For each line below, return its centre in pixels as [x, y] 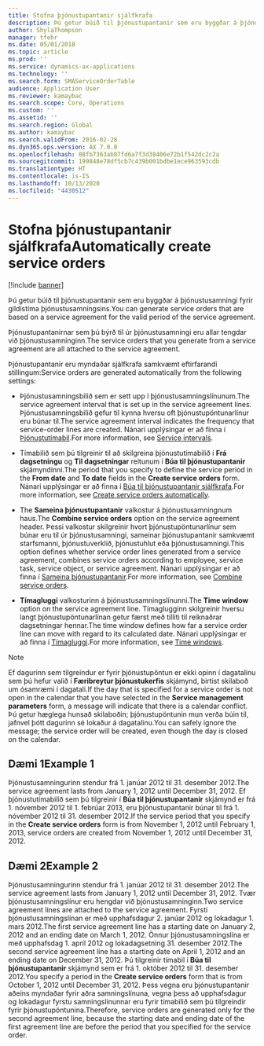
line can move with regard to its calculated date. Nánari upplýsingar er [133, 633]
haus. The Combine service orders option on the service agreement [129, 518]
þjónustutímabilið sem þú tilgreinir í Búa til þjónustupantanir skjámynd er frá [132, 799]
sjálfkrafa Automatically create [110, 246]
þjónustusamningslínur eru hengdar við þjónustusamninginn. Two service [126, 901]
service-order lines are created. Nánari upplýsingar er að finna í [123, 429]
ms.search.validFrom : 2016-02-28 [63, 139]
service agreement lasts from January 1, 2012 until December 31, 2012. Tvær [132, 894]
